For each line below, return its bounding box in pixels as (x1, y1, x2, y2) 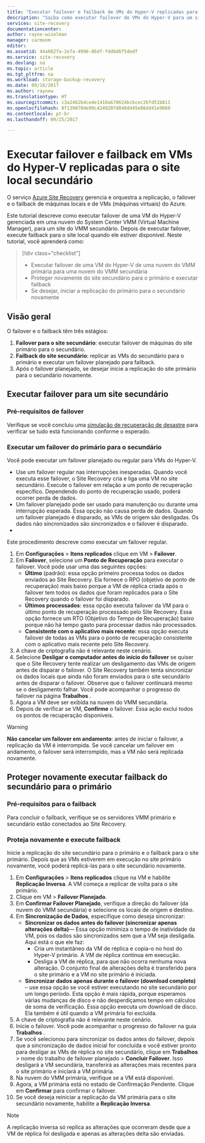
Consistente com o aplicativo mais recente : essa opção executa (24, 627, 189, 635)
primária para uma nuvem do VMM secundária (30, 268, 148, 275)
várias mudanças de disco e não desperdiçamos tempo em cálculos (24, 996, 196, 1004)
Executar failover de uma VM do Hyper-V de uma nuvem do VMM (30, 261, 195, 269)
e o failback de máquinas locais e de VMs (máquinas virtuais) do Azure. (7, 200, 187, 207)
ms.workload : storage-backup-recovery (7, 77, 105, 83)
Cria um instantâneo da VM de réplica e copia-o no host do (33, 945, 182, 952)
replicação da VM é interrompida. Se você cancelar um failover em (7, 741, 175, 748)
